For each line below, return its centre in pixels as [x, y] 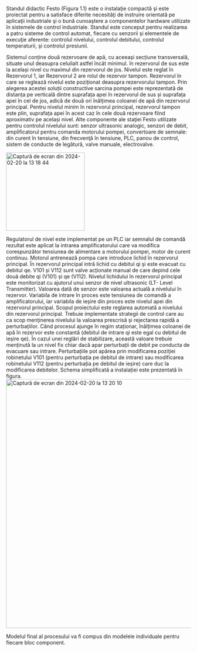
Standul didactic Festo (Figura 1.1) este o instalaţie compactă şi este [88, 8]
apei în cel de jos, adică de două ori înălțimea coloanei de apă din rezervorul [98, 101]
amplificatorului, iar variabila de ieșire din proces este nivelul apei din [89, 301]
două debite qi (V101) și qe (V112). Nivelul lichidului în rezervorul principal [94, 276]
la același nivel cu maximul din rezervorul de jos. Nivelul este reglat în [90, 69]
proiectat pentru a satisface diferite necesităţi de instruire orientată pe [91, 15]
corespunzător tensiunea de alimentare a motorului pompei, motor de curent [98, 252]
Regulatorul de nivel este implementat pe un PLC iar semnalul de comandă [96, 239]
